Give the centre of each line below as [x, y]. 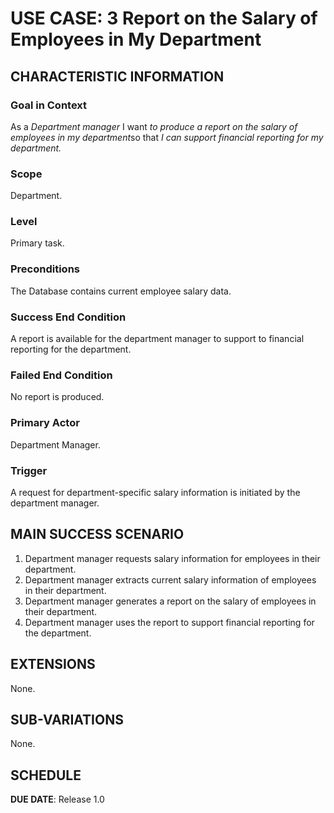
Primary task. [37, 243]
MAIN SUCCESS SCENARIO [97, 534]
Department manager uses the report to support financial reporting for [169, 622]
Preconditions [45, 269]
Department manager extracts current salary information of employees [170, 579]
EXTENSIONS [53, 664]
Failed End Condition [61, 375]
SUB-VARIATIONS [67, 719]
